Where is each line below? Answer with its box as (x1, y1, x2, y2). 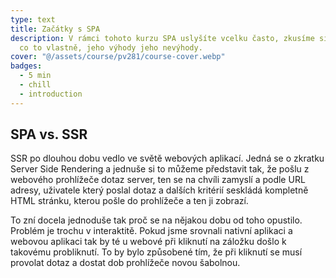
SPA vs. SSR (10, 126, 88, 143)
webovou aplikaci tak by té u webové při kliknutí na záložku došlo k (10, 236, 287, 248)
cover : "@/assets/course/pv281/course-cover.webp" (10, 52, 226, 62)
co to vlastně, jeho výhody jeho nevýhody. (19, 42, 203, 53)
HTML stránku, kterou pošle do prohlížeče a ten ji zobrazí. (10, 195, 249, 207)
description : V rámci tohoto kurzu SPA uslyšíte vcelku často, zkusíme (10, 33, 315, 43)
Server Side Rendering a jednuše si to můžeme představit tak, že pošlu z (10, 163, 310, 175)
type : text (10, 14, 56, 25)
